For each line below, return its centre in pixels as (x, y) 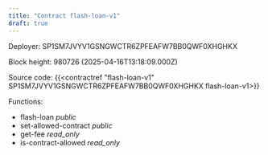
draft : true (28, 23)
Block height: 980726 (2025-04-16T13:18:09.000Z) (93, 62)
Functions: (26, 101)
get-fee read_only (49, 134)
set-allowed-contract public (66, 125)
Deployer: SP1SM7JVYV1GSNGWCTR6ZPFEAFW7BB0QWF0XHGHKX (123, 46)
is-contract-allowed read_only (70, 142)
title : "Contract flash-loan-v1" (64, 16)
